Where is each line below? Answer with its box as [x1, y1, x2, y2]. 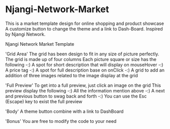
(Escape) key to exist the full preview [5, 98, 83, 105]
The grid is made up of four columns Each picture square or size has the [5, 56, 156, 62]
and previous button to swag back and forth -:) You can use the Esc [5, 93, 147, 99]
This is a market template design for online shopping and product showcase [5, 20, 164, 26]
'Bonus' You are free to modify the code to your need [5, 118, 117, 124]
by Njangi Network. [5, 31, 46, 37]
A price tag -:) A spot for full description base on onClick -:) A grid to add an [5, 67, 165, 73]
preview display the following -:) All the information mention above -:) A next [5, 87, 165, 93]
